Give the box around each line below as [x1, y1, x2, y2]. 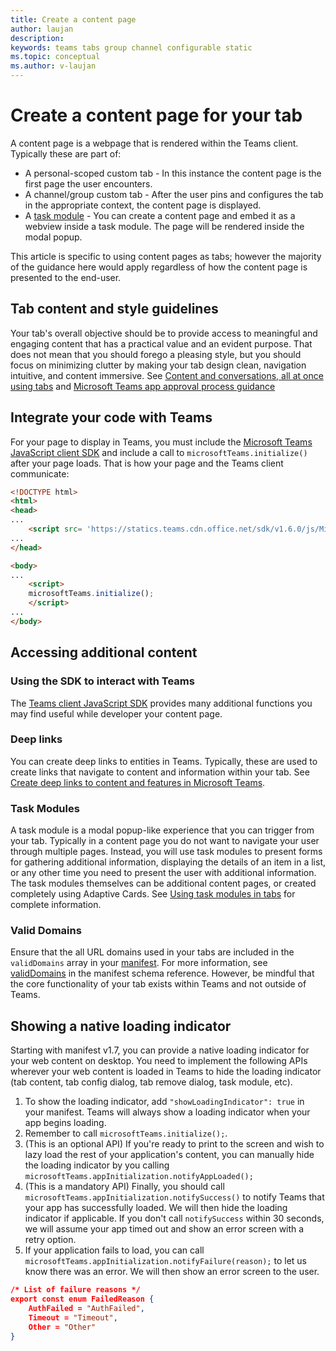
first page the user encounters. [24, 177, 153, 190]
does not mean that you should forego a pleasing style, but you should [10, 348, 302, 360]
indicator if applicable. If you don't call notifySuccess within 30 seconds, [24, 1212, 325, 1225]
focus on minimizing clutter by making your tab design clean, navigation [10, 359, 307, 371]
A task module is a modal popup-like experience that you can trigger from [10, 824, 315, 836]
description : [10, 33, 65, 43]
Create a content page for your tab [10, 104, 303, 127]
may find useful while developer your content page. [10, 707, 223, 720]
